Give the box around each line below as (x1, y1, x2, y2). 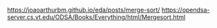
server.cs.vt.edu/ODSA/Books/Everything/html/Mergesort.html (7, 13, 186, 21)
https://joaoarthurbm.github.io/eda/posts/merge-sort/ (7, 6, 160, 14)
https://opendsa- (161, 6, 210, 14)
